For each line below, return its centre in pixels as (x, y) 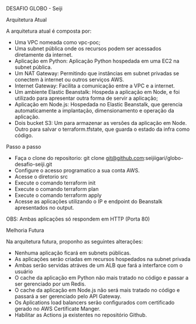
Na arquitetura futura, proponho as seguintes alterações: (75, 241)
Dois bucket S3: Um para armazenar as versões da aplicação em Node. (101, 123)
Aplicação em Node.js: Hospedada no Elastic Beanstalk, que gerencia (99, 104)
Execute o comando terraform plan (56, 189)
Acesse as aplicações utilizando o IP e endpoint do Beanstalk (88, 201)
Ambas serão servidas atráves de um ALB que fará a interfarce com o (99, 265)
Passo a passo (24, 147)
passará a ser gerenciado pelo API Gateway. (68, 296)
